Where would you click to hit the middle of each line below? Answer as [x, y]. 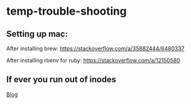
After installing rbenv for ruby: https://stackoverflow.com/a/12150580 [93, 60]
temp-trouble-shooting [66, 11]
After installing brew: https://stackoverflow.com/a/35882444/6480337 [95, 48]
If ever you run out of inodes [61, 80]
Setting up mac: [37, 34]
